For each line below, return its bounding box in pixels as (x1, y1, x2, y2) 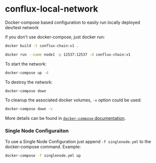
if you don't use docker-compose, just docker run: (5, 34, 105, 40)
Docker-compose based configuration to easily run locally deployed (5, 19, 141, 25)
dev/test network (5, 24, 39, 30)
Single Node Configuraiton (5, 128, 69, 134)
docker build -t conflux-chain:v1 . (5, 43, 79, 48)
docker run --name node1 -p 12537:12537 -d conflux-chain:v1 (5, 52, 131, 57)
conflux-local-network (5, 3, 98, 15)
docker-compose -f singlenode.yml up (5, 153, 81, 158)
